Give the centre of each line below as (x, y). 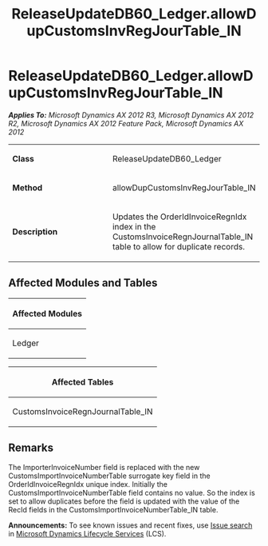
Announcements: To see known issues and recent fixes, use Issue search (130, 525)
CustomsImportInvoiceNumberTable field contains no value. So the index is (132, 492)
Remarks (31, 448)
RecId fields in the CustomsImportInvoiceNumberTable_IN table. (113, 509)
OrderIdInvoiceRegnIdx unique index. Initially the (88, 484)
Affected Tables (83, 382)
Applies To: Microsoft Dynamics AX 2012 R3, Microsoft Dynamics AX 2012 (131, 115)
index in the (134, 226)
